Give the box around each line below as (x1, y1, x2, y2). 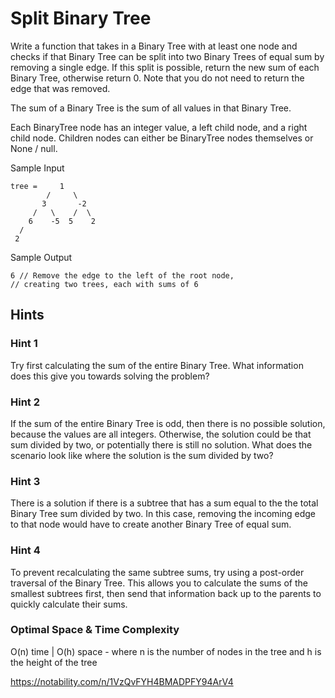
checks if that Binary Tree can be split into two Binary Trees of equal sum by (10, 50, 325, 62)
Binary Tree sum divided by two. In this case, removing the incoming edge (10, 508, 316, 520)
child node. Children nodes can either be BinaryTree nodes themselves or (10, 132, 314, 144)
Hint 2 (10, 395, 41, 409)
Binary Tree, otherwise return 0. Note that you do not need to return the (10, 72, 305, 84)
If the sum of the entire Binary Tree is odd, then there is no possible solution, (10, 417, 326, 429)
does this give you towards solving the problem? (10, 370, 210, 382)
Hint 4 (10, 543, 41, 557)
